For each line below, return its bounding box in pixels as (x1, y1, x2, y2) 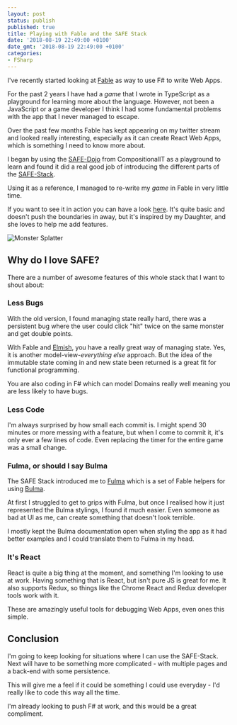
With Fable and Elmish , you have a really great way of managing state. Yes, (7, 343, 226, 352)
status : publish (7, 17, 55, 24)
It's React (7, 552, 41, 562)
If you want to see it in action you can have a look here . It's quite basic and (7, 205, 225, 213)
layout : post (7, 10, 46, 18)
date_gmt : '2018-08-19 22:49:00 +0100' (7, 43, 125, 50)
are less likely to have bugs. (7, 387, 88, 395)
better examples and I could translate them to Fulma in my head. (7, 534, 195, 543)
